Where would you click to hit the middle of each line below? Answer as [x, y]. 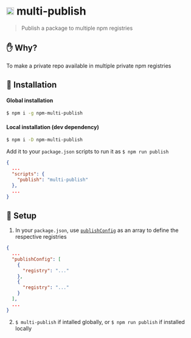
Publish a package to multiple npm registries [77, 28]
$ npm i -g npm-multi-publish [45, 113]
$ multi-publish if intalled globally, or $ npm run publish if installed [100, 322]
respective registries [41, 237]
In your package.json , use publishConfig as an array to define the [97, 230]
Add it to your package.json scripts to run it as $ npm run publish [88, 152]
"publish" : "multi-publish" [53, 180]
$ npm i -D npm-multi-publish [45, 140]
